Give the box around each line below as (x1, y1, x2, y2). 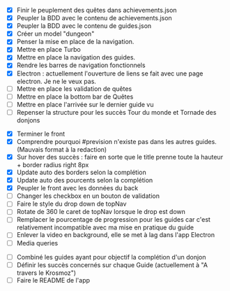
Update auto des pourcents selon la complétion (16, 176, 153, 185)
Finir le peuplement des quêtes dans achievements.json (16, 6, 177, 14)
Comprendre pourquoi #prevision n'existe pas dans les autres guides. (16, 137, 217, 145)
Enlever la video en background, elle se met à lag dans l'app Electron (16, 231, 215, 239)
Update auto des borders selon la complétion (16, 168, 147, 176)
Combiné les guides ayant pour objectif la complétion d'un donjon (16, 253, 206, 261)
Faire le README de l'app (16, 276, 91, 284)
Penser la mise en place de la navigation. (16, 38, 135, 46)
